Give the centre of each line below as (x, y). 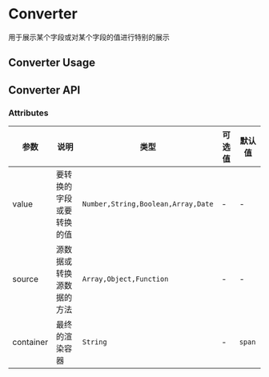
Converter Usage (52, 63)
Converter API (44, 90)
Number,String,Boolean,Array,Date (148, 204)
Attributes (28, 113)
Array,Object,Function (125, 279)
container (30, 343)
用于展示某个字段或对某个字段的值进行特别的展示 (89, 37)
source (25, 279)
